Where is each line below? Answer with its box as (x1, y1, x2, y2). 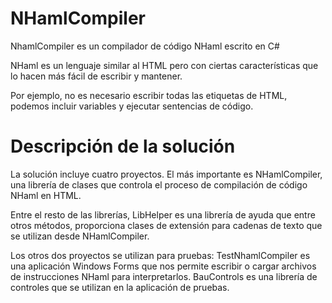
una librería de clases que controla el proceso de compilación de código (10, 178, 308, 191)
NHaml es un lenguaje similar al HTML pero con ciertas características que (10, 59, 319, 71)
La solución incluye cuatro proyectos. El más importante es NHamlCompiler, (10, 168, 323, 180)
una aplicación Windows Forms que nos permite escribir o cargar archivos (10, 260, 317, 272)
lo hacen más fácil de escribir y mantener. (10, 70, 183, 82)
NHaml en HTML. (10, 189, 82, 201)
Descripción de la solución (10, 135, 236, 158)
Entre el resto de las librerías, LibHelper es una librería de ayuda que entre (10, 208, 316, 221)
